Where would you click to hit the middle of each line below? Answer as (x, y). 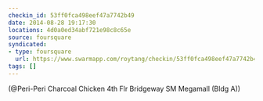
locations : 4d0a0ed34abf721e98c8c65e (70, 30)
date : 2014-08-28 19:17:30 (52, 23)
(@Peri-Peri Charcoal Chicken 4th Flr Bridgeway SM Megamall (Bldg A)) (124, 88)
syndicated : (27, 45)
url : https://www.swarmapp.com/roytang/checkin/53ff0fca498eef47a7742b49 (138, 60)
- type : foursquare (40, 52)
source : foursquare (40, 37)
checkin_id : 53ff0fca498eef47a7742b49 (71, 15)
